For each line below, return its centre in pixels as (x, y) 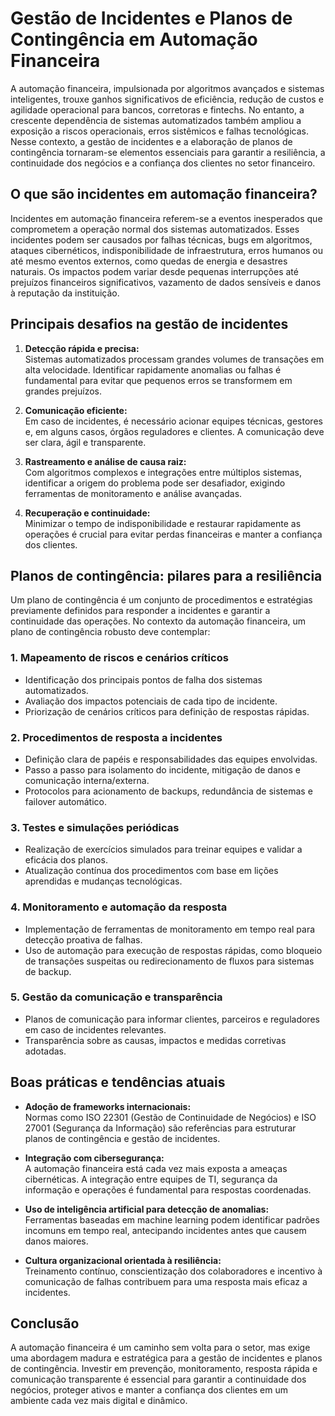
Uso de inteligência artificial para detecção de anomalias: (147, 1209)
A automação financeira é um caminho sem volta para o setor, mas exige (160, 1348)
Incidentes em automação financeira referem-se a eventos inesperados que (166, 218)
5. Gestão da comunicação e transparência (116, 997)
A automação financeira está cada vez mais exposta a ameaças (156, 1168)
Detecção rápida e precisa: (82, 348)
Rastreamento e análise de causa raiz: (105, 461)
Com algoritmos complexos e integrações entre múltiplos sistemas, (163, 472)
